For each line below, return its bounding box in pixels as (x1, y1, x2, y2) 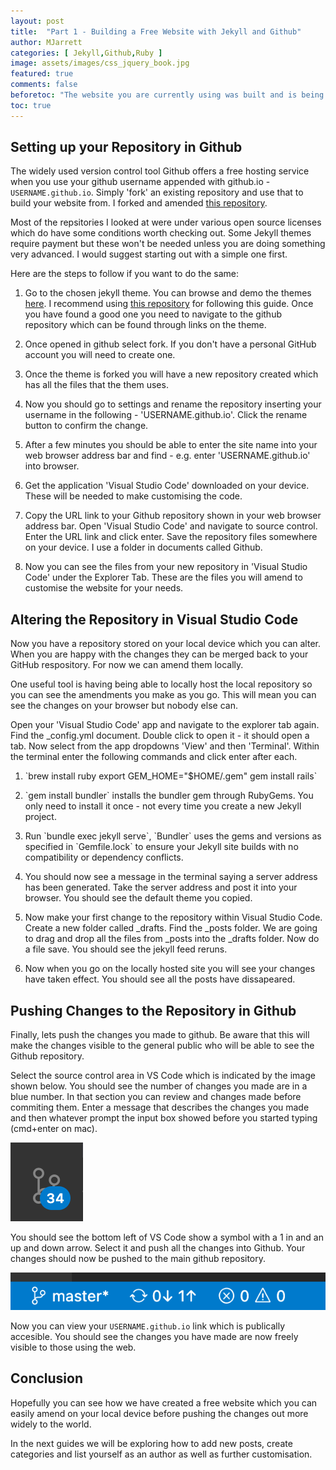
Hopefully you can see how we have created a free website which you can (10, 1396, 318, 1409)
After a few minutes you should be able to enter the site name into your (24, 439, 318, 451)
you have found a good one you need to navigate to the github (24, 308, 282, 320)
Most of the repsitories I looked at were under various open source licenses (10, 216, 322, 229)
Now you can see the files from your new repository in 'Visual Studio (24, 561, 308, 573)
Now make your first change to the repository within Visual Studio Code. (24, 911, 323, 924)
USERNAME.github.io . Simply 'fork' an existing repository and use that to (10, 186, 304, 199)
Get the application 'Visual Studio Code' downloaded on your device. (24, 480, 310, 492)
